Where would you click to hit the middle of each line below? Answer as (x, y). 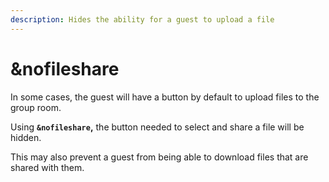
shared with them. (47, 167)
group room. (36, 107)
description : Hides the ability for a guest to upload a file (142, 19)
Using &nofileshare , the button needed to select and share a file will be (157, 127)
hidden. (26, 137)
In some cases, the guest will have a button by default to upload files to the (165, 97)
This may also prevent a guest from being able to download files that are (159, 157)
